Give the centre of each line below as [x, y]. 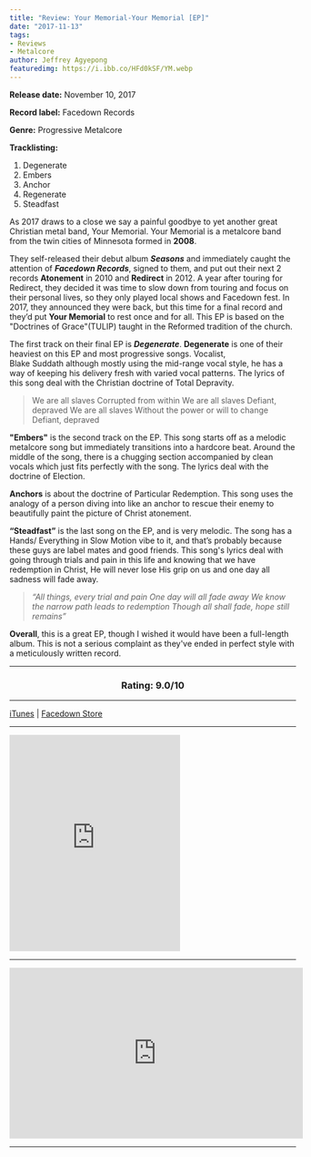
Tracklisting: [34, 148]
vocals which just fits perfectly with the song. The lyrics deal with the [139, 466]
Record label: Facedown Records [72, 112]
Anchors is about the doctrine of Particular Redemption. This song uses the [151, 494]
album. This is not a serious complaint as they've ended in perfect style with [152, 643]
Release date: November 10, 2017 [73, 94]
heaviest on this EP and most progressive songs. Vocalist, [118, 353]
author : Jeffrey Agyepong [58, 60]
